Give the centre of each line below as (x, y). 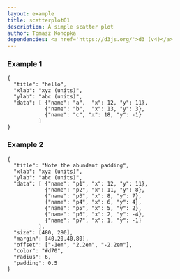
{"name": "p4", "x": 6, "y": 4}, (93, 202)
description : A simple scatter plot (60, 27)
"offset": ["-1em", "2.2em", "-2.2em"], (73, 245)
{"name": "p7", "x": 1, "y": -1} (93, 220)
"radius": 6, (32, 257)
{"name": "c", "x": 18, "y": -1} (93, 115)
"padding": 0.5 (36, 263)
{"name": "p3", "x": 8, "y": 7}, (93, 196)
